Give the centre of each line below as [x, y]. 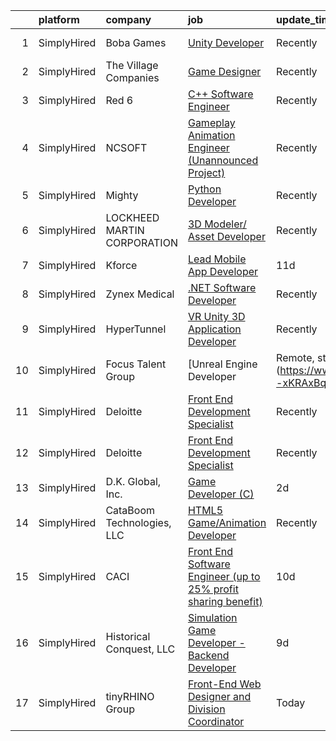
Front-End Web [224, 684]
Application [214, 329]
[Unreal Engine [222, 364]
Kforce [121, 265]
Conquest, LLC [140, 649]
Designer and [219, 696]
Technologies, [138, 522]
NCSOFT [126, 147]
